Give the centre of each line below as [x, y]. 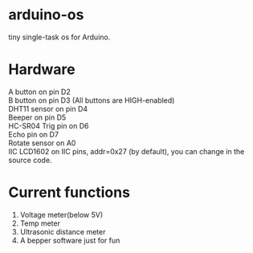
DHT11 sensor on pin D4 [48, 108]
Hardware [42, 69]
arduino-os [46, 15]
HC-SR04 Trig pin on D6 [49, 125]
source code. [30, 160]
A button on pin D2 [39, 92]
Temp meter [40, 223]
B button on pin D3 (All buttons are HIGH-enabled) [92, 100]
